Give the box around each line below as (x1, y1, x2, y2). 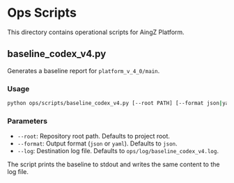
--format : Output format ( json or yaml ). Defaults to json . (17, 139, 178, 148)
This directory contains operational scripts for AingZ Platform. (7, 28, 185, 36)
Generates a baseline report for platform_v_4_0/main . (7, 66, 160, 74)
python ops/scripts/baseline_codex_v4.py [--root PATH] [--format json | (7, 100, 223, 107)
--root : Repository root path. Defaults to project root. (17, 132, 171, 141)
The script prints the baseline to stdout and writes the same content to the (7, 160, 220, 168)
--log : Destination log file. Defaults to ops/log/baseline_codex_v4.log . (17, 147, 219, 155)
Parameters (7, 116, 47, 126)
